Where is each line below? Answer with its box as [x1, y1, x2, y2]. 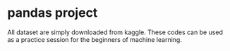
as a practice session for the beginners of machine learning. [7, 35, 182, 43]
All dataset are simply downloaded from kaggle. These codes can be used [7, 28, 224, 36]
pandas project [7, 5, 98, 21]
